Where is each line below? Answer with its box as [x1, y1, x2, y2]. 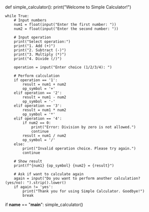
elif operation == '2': [14, 90, 62, 95]
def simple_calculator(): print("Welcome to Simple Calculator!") [5, 4, 131, 10]
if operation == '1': [14, 78, 57, 83]
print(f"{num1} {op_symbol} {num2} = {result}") [14, 163, 114, 168]
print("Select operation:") [14, 39, 71, 44]
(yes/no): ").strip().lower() [5, 180, 67, 185]
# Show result [14, 159, 42, 164]
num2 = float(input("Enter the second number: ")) [14, 26, 119, 31]
